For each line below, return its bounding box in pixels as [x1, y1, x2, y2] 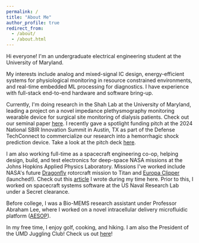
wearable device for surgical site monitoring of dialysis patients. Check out [6, 113, 189, 121]
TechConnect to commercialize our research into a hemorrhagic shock [6, 132, 179, 140]
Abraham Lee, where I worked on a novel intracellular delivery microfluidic [6, 206, 188, 213]
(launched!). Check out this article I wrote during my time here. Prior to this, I [6, 176, 194, 182]
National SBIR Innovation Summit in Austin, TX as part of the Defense [6, 126, 175, 133]
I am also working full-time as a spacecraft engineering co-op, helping [6, 150, 179, 157]
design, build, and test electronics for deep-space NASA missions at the [6, 157, 183, 163]
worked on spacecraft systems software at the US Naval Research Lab [6, 182, 179, 189]
